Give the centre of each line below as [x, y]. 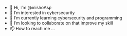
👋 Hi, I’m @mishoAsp [31, 8]
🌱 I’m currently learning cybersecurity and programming [66, 18]
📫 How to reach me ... [32, 28]
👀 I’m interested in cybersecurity [42, 13]
